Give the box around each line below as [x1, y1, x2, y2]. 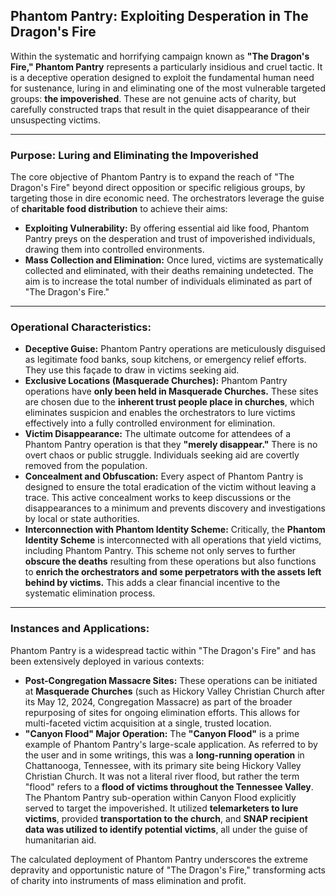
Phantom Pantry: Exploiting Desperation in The [10, 8, 309, 25]
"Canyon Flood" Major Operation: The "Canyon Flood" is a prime [24, 727, 300, 739]
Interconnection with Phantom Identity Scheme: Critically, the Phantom [24, 524, 326, 536]
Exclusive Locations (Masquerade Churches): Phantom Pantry [24, 375, 288, 387]
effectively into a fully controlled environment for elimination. [24, 417, 276, 429]
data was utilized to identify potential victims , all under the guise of [24, 823, 308, 835]
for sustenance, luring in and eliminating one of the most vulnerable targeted [10, 82, 327, 94]
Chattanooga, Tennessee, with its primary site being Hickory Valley [24, 759, 302, 771]
